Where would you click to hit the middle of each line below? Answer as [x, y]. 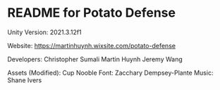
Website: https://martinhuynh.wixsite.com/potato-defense [92, 45]
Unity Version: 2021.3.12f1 [45, 32]
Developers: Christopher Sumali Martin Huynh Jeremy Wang [95, 59]
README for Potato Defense [92, 13]
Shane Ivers [25, 80]
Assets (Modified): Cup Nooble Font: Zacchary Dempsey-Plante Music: [110, 73]
